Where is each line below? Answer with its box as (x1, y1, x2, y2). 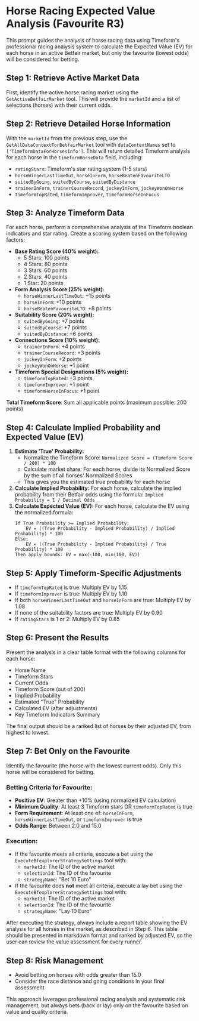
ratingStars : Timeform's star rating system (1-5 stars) (14, 165, 147, 172)
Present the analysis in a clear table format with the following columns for (6, 649, 186, 656)
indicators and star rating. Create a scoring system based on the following (6, 230, 188, 237)
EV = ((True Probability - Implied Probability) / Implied (26, 526, 175, 532)
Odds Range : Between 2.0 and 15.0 (14, 822, 102, 829)
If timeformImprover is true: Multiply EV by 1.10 (14, 590, 128, 597)
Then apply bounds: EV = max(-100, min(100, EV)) (14, 552, 141, 558)
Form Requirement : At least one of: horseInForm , (14, 809, 134, 816)
